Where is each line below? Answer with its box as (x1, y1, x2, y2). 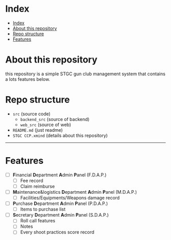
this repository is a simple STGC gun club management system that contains (5, 71, 165, 77)
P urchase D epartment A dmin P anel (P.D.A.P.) (12, 200, 108, 206)
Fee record (20, 177, 43, 184)
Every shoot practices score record (20, 229, 95, 235)
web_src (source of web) (20, 122, 71, 128)
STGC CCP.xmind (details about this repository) (12, 132, 108, 138)
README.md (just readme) (12, 127, 63, 133)
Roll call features (20, 218, 55, 224)
